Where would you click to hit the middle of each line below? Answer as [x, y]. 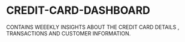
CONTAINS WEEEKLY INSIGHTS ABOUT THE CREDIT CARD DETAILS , [93, 27]
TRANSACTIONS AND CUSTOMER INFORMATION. [69, 33]
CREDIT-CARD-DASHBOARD [78, 10]
